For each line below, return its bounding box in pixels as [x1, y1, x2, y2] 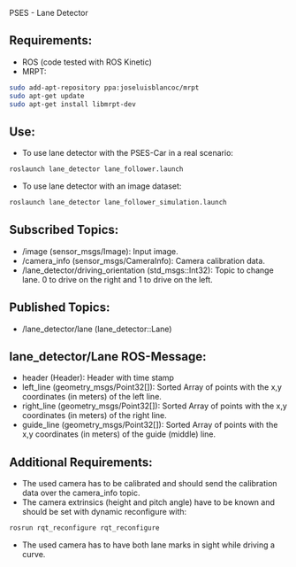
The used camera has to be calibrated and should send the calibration [21, 478, 277, 489]
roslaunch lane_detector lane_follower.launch [9, 165, 184, 174]
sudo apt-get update [9, 91, 86, 100]
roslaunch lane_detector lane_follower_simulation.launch [9, 198, 227, 207]
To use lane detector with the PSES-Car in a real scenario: [21, 148, 234, 159]
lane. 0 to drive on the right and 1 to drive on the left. [21, 274, 214, 284]
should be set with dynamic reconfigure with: [21, 507, 187, 517]
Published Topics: [9, 300, 110, 315]
